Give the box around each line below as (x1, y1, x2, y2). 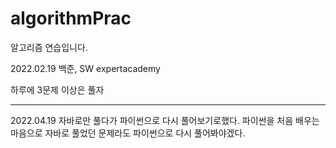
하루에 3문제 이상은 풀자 (10, 83, 105, 96)
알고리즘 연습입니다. (10, 41, 88, 53)
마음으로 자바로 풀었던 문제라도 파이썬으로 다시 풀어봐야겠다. (10, 127, 246, 139)
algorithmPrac (10, 7, 132, 30)
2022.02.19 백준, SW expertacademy (10, 62, 161, 74)
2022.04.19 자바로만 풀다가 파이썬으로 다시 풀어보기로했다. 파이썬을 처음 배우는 (10, 114, 320, 126)
